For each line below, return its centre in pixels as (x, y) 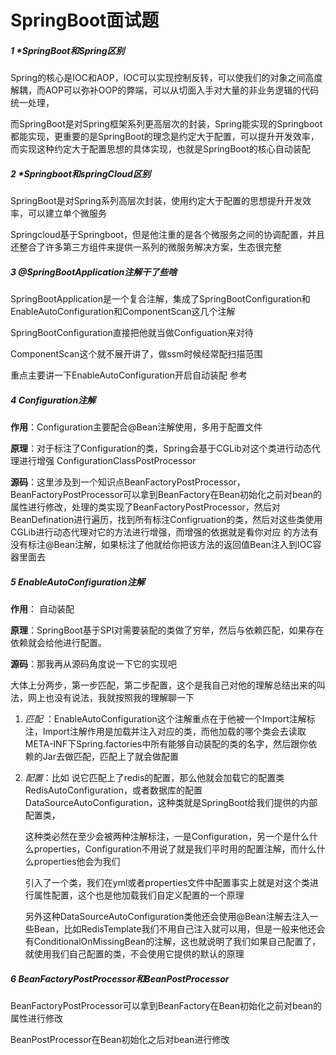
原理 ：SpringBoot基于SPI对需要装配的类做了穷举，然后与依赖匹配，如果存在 (167, 630)
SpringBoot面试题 (85, 20)
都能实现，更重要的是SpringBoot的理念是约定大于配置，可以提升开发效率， (165, 137)
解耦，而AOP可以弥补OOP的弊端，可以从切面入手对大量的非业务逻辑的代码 (165, 90)
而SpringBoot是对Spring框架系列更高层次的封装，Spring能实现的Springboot (166, 124)
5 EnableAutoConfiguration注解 (77, 582)
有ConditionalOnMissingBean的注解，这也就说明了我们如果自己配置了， (173, 942)
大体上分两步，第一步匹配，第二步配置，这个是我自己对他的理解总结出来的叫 (168, 685)
